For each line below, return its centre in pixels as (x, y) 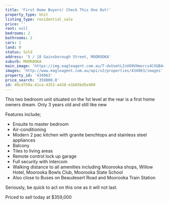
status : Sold (19, 52)
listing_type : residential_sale (39, 19)
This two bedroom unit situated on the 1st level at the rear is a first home (80, 99)
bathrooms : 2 (19, 38)
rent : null (17, 29)
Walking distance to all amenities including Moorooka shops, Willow (83, 167)
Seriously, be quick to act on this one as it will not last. (61, 187)
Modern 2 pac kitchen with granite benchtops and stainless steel (80, 134)
